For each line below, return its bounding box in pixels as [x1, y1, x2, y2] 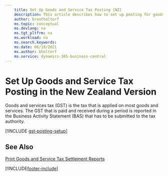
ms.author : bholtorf [14, 49, 57, 54]
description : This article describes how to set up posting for [14, 12, 151, 17]
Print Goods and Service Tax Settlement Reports [5, 156, 105, 162]
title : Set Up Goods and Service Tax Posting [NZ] [14, 7, 122, 12]
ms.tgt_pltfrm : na [14, 30, 52, 35]
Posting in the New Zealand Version [5, 86, 156, 97]
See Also [5, 142, 33, 151]
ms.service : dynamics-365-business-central [14, 53, 106, 59]
